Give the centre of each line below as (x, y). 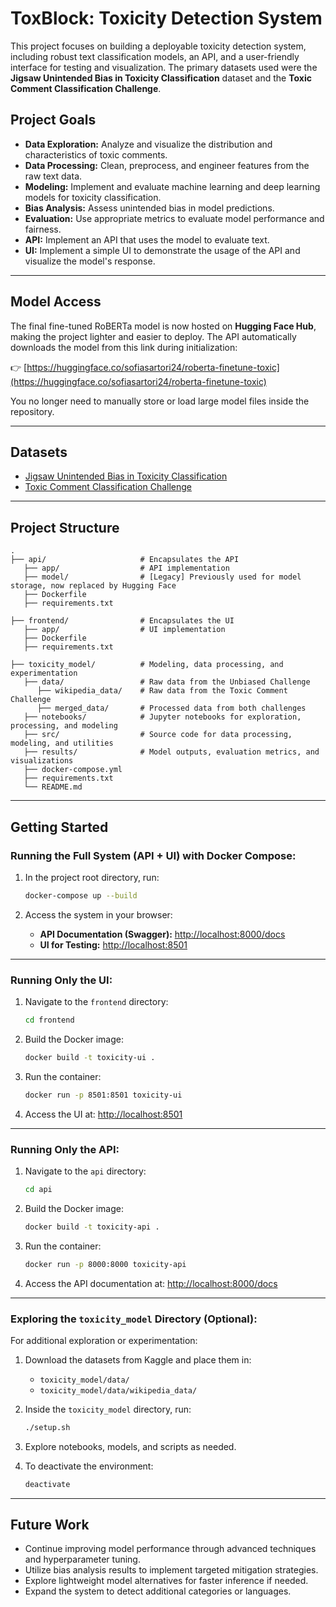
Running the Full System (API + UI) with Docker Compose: (153, 855)
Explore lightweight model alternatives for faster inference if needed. (166, 1581)
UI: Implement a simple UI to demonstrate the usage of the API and (162, 250)
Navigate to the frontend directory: (96, 1002)
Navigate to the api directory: (85, 1171)
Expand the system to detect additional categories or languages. (158, 1591)
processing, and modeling (64, 726)
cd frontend (49, 1020)
